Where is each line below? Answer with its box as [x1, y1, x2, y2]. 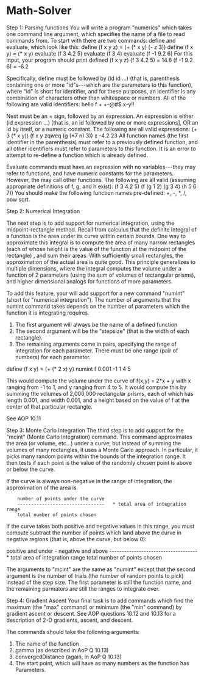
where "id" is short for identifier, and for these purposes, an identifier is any [6, 87, 196, 95]
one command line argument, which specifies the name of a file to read [6, 30, 185, 37]
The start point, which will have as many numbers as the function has [15, 659, 190, 666]
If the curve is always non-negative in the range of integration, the [6, 477, 172, 484]
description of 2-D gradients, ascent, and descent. [6, 616, 133, 624]
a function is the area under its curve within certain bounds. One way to [6, 232, 186, 239]
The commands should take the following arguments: [6, 628, 140, 635]
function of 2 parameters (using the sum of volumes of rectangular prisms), [6, 271, 196, 279]
